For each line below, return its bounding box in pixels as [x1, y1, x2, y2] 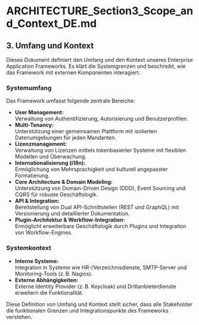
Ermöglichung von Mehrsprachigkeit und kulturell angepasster [14, 165, 168, 173]
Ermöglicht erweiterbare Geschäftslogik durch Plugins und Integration [14, 223, 186, 230]
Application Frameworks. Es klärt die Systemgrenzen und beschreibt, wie [6, 62, 186, 70]
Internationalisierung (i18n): [14, 160, 86, 167]
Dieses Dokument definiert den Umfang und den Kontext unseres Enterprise [6, 57, 194, 63]
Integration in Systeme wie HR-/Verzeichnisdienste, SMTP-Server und [14, 264, 187, 271]
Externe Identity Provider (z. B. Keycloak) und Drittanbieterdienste [14, 283, 177, 290]
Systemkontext [6, 244, 52, 252]
